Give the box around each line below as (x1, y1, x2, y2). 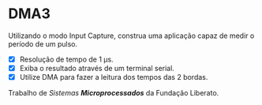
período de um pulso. (8, 39, 78, 48)
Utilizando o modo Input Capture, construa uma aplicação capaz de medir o (8, 31, 255, 40)
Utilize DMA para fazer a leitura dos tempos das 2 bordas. (19, 73, 208, 82)
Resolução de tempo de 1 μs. (19, 54, 114, 64)
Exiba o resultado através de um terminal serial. (19, 64, 175, 73)
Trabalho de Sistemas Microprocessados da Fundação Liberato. (8, 88, 219, 98)
